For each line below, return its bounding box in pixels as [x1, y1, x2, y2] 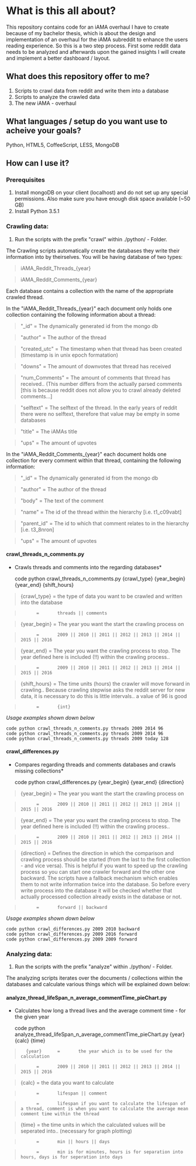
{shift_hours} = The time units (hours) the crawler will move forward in [20, 680, 190, 687]
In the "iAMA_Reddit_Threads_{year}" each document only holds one [6, 305, 173, 312]
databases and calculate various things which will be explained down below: [6, 981, 190, 988]
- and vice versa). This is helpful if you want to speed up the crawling [20, 862, 188, 869]
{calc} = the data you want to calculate [20, 1079, 114, 1086]
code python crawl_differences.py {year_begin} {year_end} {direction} [14, 778, 184, 785]
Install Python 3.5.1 [14, 208, 60, 215]
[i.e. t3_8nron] [20, 526, 54, 533]
